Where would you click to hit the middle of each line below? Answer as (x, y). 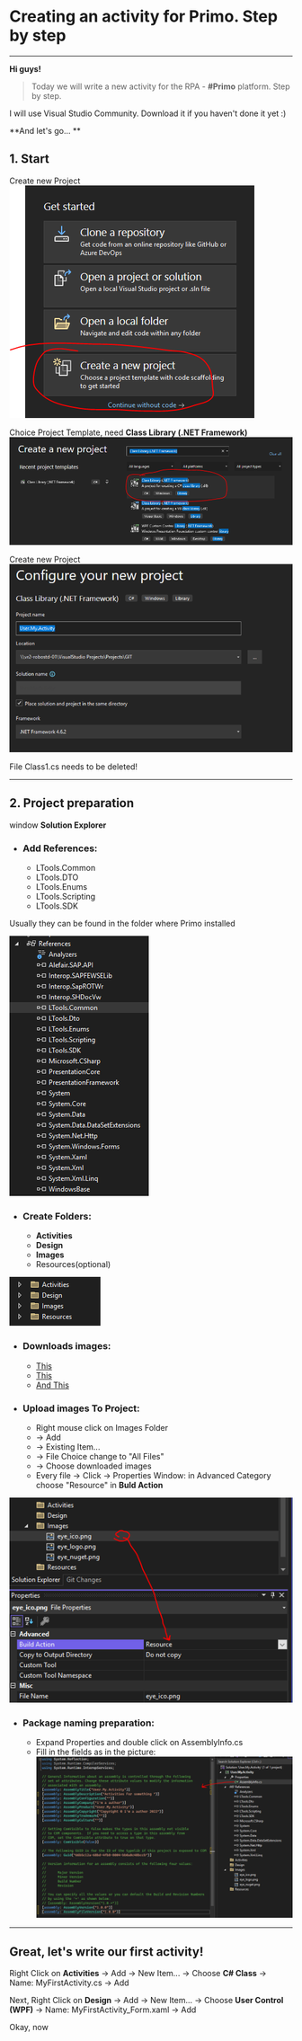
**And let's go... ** (45, 130)
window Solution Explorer (58, 825)
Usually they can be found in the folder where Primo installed (122, 924)
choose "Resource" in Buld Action (99, 1486)
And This (53, 1385)
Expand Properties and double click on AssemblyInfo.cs (139, 1742)
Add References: (60, 848)
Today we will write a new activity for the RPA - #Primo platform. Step (160, 86)
